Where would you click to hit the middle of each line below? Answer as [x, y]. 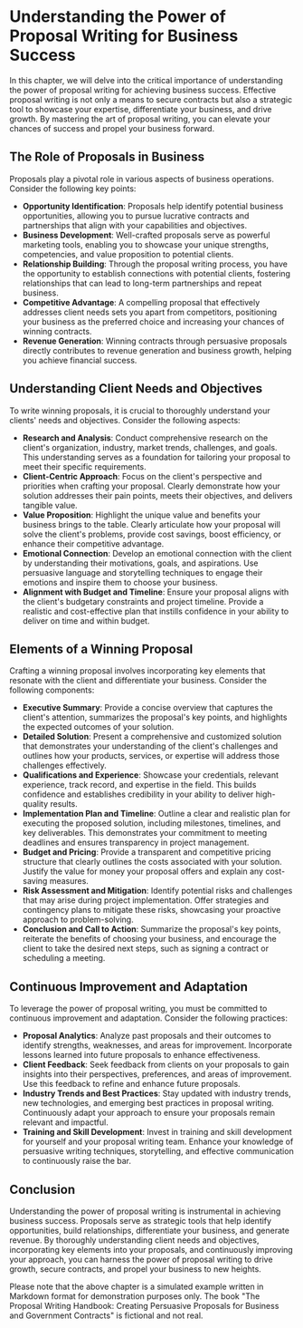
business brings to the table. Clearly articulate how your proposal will [151, 524]
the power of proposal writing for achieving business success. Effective [143, 90]
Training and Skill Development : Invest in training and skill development [157, 1132]
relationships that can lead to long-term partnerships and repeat [142, 283]
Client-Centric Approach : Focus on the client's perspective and [142, 476]
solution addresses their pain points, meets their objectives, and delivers [157, 495]
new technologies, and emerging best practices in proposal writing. [148, 1103]
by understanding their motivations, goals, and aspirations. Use [140, 563]
